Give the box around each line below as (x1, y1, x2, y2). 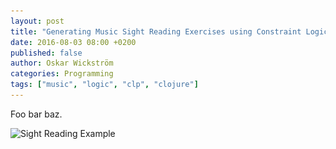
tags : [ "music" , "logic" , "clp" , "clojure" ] (10, 80, 199, 90)
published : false (10, 48, 83, 58)
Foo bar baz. (10, 108, 63, 120)
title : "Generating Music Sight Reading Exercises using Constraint (10, 26, 302, 37)
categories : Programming (10, 69, 114, 79)
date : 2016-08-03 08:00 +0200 (10, 37, 137, 47)
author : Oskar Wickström (10, 58, 114, 69)
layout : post (10, 16, 65, 26)
